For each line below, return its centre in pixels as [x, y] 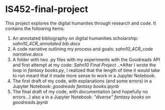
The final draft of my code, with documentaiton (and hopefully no [80, 91]
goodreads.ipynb [30, 102]
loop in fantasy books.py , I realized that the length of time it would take [86, 70]
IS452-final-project [47, 9]
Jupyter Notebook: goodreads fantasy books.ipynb [66, 86]
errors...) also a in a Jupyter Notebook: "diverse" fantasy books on [81, 97]
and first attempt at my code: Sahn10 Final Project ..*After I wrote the [84, 65]
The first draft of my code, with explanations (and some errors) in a [82, 81]
